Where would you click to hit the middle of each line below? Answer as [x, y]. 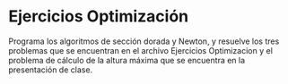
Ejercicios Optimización [99, 17]
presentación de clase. [51, 70]
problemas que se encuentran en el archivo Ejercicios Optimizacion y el [140, 50]
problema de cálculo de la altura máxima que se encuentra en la [127, 60]
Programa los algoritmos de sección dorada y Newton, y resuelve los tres [144, 41]
